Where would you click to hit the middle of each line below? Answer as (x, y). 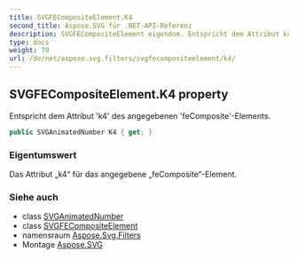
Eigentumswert (43, 154)
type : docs (29, 42)
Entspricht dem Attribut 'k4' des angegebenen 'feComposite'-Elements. (140, 115)
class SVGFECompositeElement (80, 226)
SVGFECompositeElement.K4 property (119, 94)
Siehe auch (34, 197)
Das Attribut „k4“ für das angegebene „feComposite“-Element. (123, 174)
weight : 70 (29, 51)
